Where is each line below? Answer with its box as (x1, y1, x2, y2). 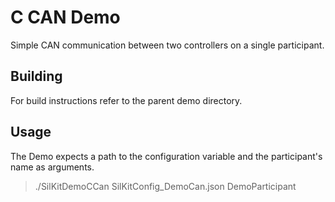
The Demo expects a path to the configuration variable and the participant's (10, 150, 323, 162)
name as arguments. (10, 161, 95, 173)
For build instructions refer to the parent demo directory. (10, 94, 243, 106)
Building (10, 68, 63, 85)
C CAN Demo (10, 6, 121, 29)
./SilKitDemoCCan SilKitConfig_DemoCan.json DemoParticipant (34, 180, 297, 192)
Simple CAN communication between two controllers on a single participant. (10, 39, 325, 51)
